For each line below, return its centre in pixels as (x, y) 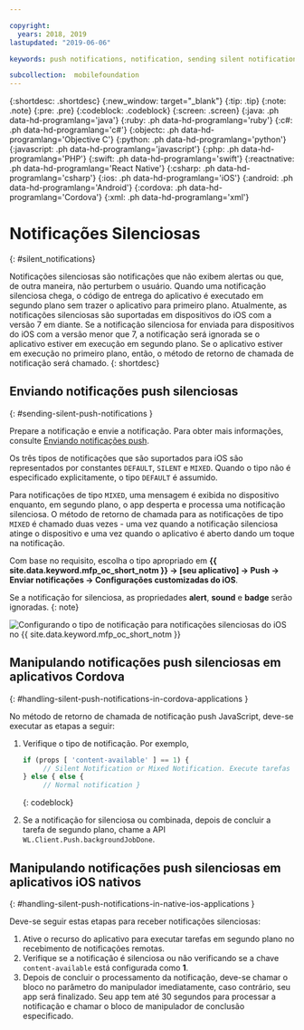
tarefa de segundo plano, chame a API (94, 830)
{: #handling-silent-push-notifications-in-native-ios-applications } (132, 904)
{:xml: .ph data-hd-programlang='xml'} (176, 197)
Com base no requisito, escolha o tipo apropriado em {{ (113, 560)
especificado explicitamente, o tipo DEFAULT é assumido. (114, 477)
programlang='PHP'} (48, 159)
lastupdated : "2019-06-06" (60, 43)
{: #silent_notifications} (53, 259)
